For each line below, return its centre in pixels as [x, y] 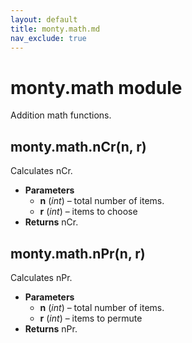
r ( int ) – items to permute [91, 318]
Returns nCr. [51, 222]
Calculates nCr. [41, 171]
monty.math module [96, 87]
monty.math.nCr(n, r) [78, 146]
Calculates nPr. [41, 277]
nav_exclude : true [48, 38]
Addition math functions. [61, 115]
